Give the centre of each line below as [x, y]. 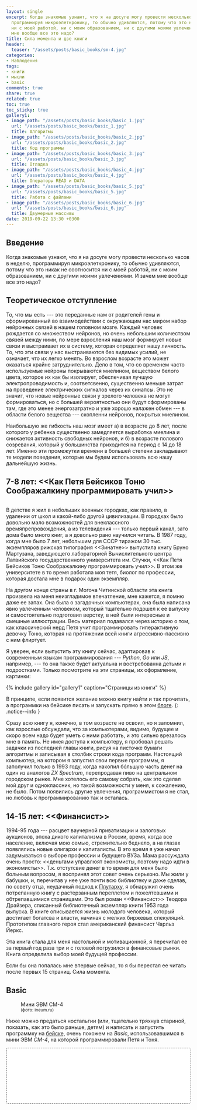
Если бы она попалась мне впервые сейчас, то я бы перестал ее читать [96, 966]
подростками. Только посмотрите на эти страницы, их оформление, [92, 670]
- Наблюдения [22, 60]
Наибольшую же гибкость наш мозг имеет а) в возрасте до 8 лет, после [96, 426]
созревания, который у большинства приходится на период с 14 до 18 [94, 445]
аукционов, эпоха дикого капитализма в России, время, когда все [89, 837]
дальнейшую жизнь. [32, 463]
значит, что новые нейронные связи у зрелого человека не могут [88, 396]
